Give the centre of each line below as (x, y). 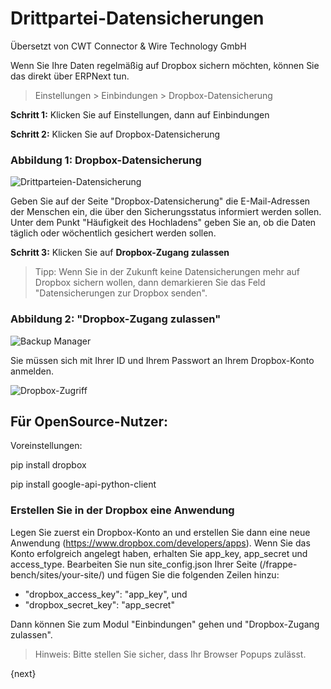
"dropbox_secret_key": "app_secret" (99, 604)
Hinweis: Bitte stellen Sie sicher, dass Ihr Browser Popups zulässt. (170, 654)
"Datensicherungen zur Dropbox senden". (121, 293)
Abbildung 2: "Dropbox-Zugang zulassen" (116, 319)
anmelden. (32, 371)
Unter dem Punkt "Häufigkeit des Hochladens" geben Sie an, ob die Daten (163, 223)
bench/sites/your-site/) (58, 574)
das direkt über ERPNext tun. (70, 76)
